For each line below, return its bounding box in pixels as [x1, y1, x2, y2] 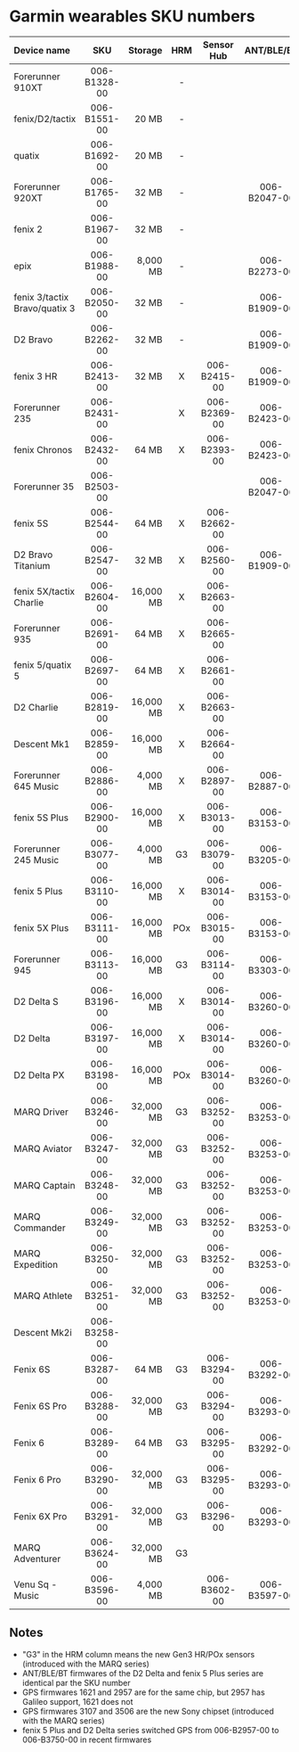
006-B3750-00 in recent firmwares [21, 1734, 152, 1745]
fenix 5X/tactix [13, 585, 76, 597]
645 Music [13, 780, 60, 793]
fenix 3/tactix [13, 291, 69, 303]
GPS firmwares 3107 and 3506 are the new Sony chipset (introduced [21, 1706, 274, 1716]
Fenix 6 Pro [13, 1473, 61, 1485]
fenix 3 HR [13, 370, 58, 382]
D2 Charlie [13, 701, 59, 713]
